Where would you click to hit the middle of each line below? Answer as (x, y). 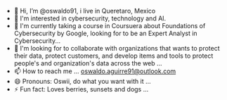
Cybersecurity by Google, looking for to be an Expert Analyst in (106, 33)
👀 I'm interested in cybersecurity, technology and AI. (90, 18)
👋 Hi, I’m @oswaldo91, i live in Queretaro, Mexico (85, 11)
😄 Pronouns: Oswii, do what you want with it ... (82, 81)
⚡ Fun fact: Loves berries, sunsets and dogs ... (81, 89)
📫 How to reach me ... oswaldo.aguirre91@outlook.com (95, 71)
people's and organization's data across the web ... (88, 63)
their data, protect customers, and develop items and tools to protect (113, 56)
